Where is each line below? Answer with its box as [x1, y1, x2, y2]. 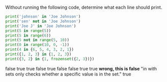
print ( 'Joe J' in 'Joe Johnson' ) [5, 23, 76, 28]
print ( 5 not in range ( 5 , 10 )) [5, 37, 70, 43]
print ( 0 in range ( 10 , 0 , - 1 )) [5, 43, 70, 48]
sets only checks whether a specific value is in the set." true [5, 71, 131, 77]
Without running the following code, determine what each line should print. [5, 5, 162, 10]
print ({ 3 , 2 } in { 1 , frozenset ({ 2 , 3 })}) [5, 56, 95, 61]
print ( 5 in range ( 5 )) [5, 28, 51, 33]
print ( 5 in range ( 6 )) [5, 33, 51, 38]
